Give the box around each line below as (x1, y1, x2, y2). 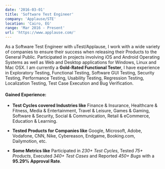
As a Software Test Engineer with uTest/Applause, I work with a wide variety (5, 44, 161, 49)
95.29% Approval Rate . (12, 158, 62, 164)
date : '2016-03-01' (5, 7, 45, 12)
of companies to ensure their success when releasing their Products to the (5, 49, 157, 55)
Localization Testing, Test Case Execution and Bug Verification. (5, 80, 134, 86)
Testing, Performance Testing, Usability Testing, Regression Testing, (5, 75, 144, 81)
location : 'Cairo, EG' (5, 21, 52, 26)
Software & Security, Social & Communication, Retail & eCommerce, (12, 113, 150, 119)
